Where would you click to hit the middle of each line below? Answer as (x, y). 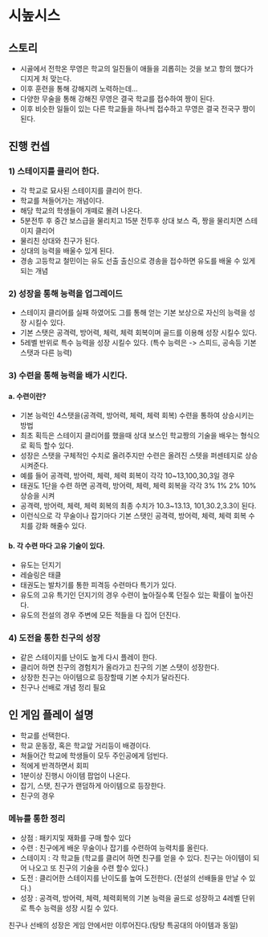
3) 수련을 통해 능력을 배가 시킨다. (68, 375)
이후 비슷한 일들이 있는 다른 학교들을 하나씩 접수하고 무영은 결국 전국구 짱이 (138, 109)
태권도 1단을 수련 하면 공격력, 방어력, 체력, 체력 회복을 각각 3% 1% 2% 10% (138, 486)
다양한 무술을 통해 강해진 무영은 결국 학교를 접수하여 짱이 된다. (117, 99)
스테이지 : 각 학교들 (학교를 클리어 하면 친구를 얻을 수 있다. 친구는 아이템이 (135, 858)
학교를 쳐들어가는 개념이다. (62, 200)
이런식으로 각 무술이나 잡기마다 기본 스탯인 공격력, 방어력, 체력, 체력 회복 (133, 516)
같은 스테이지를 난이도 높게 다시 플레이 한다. (89, 657)
